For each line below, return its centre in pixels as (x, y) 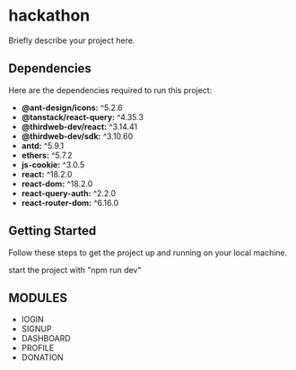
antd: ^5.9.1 (43, 145)
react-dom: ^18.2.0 (57, 184)
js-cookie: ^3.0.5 (53, 164)
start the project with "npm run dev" (75, 270)
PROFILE (38, 348)
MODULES (38, 298)
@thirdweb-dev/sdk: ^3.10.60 (77, 136)
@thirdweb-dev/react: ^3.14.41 (79, 126)
